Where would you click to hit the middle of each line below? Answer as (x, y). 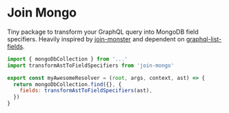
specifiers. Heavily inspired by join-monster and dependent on (96, 39)
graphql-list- (204, 39)
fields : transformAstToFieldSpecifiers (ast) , (86, 91)
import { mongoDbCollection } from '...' (68, 59)
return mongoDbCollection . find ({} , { (68, 84)
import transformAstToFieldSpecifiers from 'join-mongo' (91, 65)
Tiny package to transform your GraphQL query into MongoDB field (103, 32)
